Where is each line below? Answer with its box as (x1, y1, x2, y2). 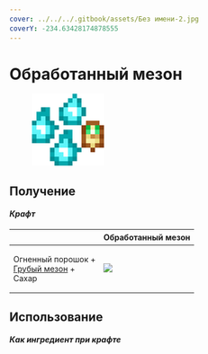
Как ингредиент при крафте (9, 334, 122, 345)
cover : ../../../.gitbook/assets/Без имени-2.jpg (9, 14, 200, 23)
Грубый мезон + (13, 263, 76, 274)
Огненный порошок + (13, 253, 96, 264)
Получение (9, 183, 77, 199)
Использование (9, 309, 104, 324)
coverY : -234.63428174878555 (9, 23, 119, 33)
